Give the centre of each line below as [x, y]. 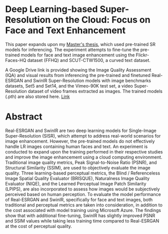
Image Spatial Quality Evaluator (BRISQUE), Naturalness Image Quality [77, 178]
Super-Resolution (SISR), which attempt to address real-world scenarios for [83, 135]
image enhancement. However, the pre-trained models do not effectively [80, 141]
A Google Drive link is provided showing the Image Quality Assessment [78, 70]
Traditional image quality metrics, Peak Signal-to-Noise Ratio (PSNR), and [81, 162]
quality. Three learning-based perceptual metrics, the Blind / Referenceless [83, 173]
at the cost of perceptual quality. [39, 226]
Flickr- [142, 55]
